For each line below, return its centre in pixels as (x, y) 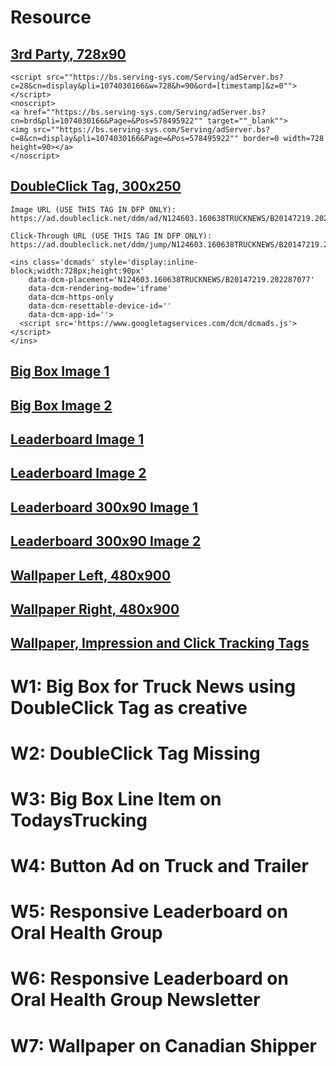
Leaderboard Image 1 (77, 439)
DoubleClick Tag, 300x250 (96, 186)
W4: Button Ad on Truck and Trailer (159, 866)
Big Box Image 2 (61, 405)
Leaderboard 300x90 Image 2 (106, 541)
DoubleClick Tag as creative (129, 707)
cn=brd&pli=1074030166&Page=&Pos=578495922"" (106, 121)
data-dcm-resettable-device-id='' (100, 306)
